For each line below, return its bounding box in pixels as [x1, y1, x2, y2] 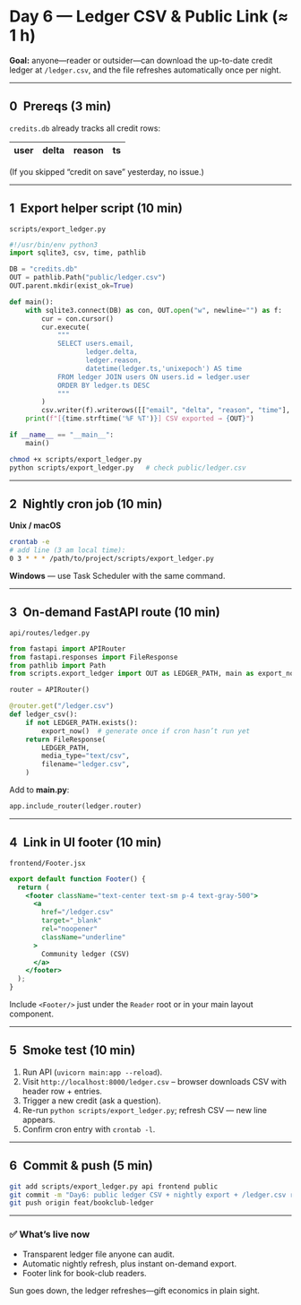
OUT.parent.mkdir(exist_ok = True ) [9, 281, 134, 290]
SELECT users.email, [56, 339, 134, 349]
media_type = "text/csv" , [41, 751, 130, 761]
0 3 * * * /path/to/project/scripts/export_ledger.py [9, 554, 215, 564]
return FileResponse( [25, 735, 106, 744]
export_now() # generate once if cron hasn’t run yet [41, 726, 251, 736]
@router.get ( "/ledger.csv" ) [9, 702, 115, 711]
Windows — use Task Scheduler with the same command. [9, 571, 226, 581]
